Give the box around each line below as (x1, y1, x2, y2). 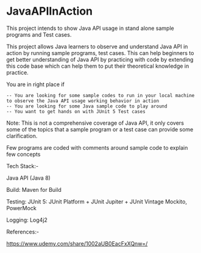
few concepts (6, 150, 41, 158)
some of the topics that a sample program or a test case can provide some (6, 125, 194, 133)
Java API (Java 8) (6, 174, 51, 182)
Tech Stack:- (6, 162, 38, 169)
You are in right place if (6, 81, 65, 88)
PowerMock (6, 204, 37, 211)
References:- (6, 228, 40, 235)
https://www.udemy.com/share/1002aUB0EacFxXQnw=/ (6, 240, 148, 247)
